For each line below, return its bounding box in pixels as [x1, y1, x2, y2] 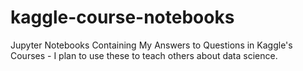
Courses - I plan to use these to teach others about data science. [10, 49, 278, 61]
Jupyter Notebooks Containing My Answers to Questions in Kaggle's [10, 39, 293, 51]
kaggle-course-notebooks [10, 6, 235, 29]
